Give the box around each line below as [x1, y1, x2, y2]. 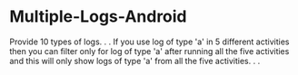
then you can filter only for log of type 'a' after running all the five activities [9, 45, 290, 56]
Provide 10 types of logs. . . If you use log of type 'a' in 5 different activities [9, 36, 290, 47]
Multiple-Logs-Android [9, 6, 188, 27]
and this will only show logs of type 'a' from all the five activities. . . [9, 55, 261, 66]
